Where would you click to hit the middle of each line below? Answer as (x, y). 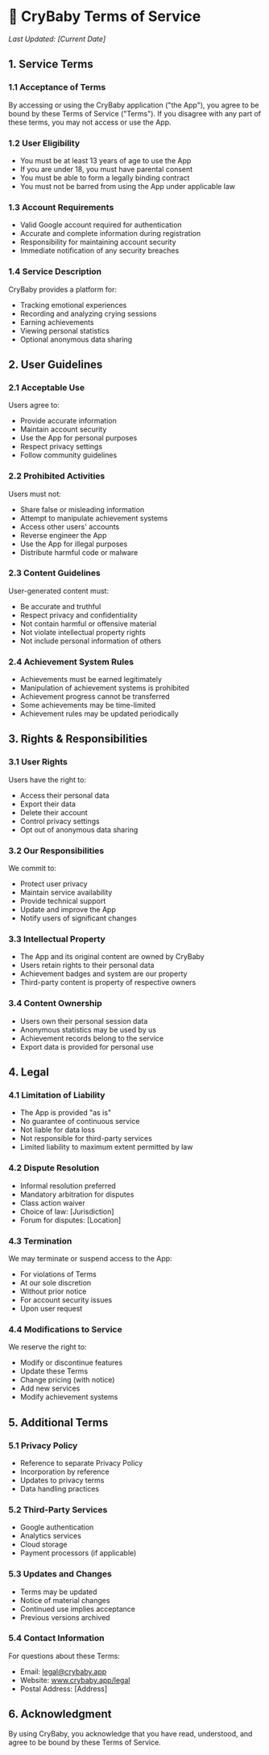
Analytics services (51, 1536)
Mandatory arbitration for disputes (77, 1194)
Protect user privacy (54, 884)
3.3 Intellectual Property (57, 939)
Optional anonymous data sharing (76, 339)
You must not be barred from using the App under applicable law (128, 186)
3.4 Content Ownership (55, 1004)
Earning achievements (57, 322)
